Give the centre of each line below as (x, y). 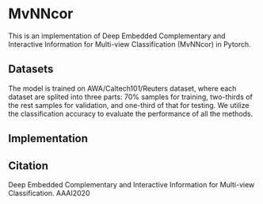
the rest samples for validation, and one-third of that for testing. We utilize (129, 105)
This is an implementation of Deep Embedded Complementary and (117, 36)
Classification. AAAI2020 (49, 193)
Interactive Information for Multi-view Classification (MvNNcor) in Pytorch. (130, 44)
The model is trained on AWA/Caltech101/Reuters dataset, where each (122, 88)
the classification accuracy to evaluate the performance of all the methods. (131, 114)
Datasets (31, 69)
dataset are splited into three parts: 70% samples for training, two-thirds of (131, 97)
